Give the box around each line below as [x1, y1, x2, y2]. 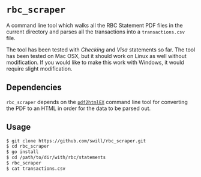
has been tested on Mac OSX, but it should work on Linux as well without [6, 52, 187, 59]
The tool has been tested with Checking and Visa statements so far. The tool [6, 46, 196, 53]
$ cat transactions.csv [6, 166, 66, 172]
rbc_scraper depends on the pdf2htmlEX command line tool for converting [6, 98, 188, 105]
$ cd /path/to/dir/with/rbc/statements [6, 154, 106, 161]
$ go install [6, 149, 39, 155]
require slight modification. [6, 65, 73, 72]
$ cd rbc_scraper [6, 144, 50, 149]
